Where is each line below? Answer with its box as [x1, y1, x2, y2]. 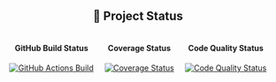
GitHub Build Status [14, 43, 88, 54]
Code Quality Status [188, 43, 264, 54]
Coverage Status [107, 43, 172, 54]
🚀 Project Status [92, 9, 184, 24]
